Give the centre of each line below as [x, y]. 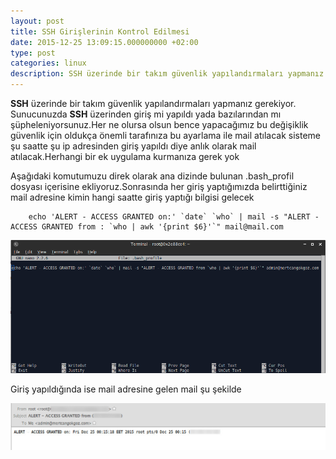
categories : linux [48, 63]
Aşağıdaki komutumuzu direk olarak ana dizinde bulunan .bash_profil [152, 176]
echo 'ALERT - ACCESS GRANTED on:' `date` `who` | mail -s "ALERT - [174, 217]
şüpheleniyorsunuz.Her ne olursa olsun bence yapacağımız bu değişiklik [159, 124]
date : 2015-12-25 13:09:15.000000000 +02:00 [104, 42]
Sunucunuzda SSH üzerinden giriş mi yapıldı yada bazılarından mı [146, 114]
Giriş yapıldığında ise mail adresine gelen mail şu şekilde [126, 389]
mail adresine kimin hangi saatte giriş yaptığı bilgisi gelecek [132, 197]
